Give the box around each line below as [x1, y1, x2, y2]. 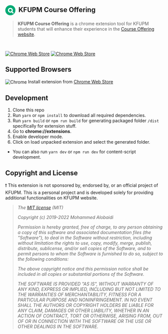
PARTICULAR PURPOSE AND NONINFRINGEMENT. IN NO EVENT [17, 297, 153, 303]
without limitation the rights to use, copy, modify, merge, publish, [17, 240, 152, 246]
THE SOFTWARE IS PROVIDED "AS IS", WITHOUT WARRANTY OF [17, 281, 154, 287]
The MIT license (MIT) [17, 204, 64, 210]
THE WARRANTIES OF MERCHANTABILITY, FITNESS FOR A [17, 291, 142, 297]
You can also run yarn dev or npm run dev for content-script [12, 149, 136, 155]
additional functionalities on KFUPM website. [5, 194, 98, 201]
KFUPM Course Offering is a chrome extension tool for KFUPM [17, 21, 149, 27]
